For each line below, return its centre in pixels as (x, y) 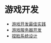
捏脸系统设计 (24, 36)
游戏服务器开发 (26, 30)
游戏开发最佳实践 (29, 24)
